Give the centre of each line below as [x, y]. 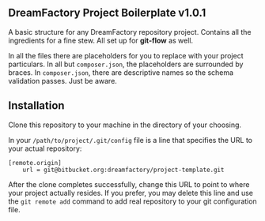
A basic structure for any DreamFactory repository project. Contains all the [130, 32]
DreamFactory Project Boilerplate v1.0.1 [107, 13]
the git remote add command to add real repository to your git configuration [132, 201]
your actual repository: [45, 148]
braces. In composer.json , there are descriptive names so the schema [121, 72]
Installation [36, 106]
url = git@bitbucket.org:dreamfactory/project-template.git [123, 170]
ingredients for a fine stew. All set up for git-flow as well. [101, 40]
